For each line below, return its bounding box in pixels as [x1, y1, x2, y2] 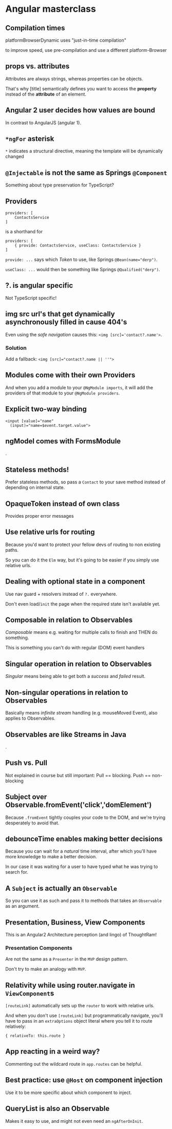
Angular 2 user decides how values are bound [5, 106, 156, 115]
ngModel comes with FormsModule [5, 437, 121, 445]
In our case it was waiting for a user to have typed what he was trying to [5, 863, 158, 870]
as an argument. [5, 903, 40, 909]
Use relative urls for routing [5, 528, 95, 537]
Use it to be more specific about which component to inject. [5, 1089, 132, 1096]
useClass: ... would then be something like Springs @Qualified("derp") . [5, 267, 160, 273]
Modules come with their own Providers [5, 371, 136, 380]
